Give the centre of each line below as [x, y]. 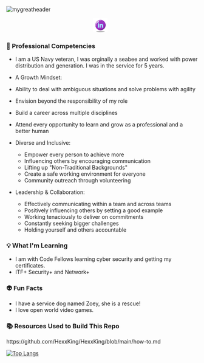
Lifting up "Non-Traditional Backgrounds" [76, 168]
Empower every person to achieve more [74, 154]
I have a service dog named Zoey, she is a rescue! [78, 303]
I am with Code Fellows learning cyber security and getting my [93, 259]
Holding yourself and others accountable [75, 230]
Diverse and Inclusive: [43, 143]
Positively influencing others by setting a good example [93, 210]
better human [32, 131]
